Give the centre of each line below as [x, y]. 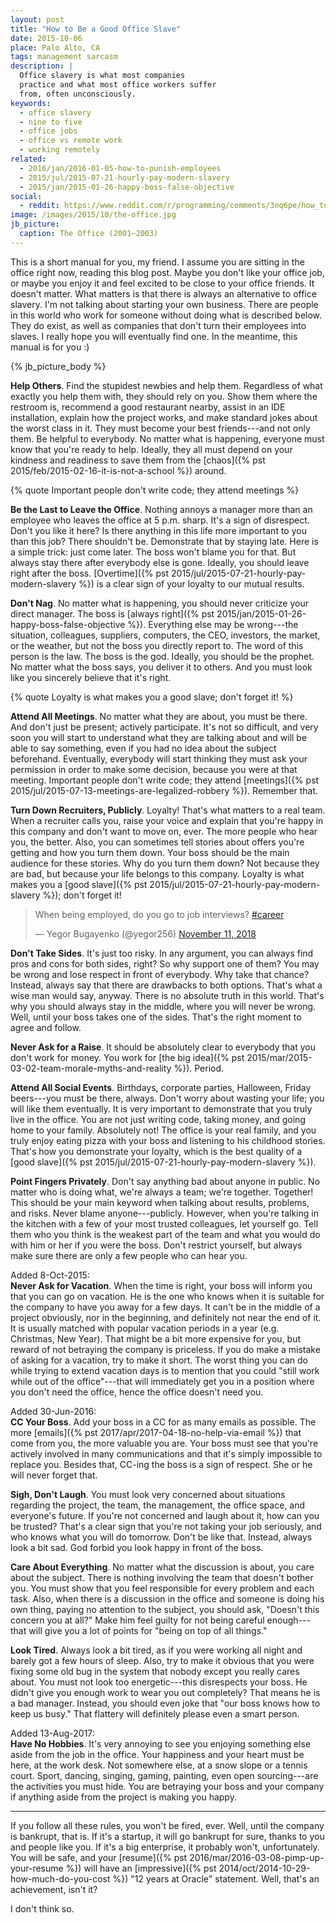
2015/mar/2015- [279, 1057]
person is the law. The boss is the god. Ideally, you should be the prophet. [162, 656]
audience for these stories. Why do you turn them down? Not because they [165, 863]
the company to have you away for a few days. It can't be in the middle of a [165, 1307]
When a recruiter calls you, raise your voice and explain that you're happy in [167, 820]
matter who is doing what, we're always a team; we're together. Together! [162, 1192]
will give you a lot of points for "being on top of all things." [148, 1630]
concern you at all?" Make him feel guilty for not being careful [137, 1620]
